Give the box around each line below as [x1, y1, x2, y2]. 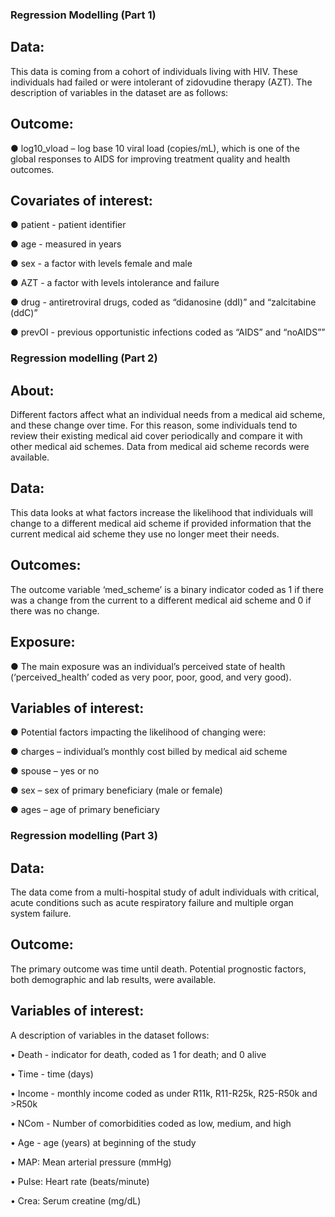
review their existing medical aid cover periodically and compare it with [10, 430, 303, 442]
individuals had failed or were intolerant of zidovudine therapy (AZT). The [10, 76, 313, 88]
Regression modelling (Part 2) [10, 351, 158, 365]
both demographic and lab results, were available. [10, 973, 217, 985]
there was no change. [10, 604, 100, 617]
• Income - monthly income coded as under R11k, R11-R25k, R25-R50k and [10, 1087, 318, 1099]
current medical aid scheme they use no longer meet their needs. [10, 528, 280, 540]
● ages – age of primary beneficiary [10, 804, 160, 816]
